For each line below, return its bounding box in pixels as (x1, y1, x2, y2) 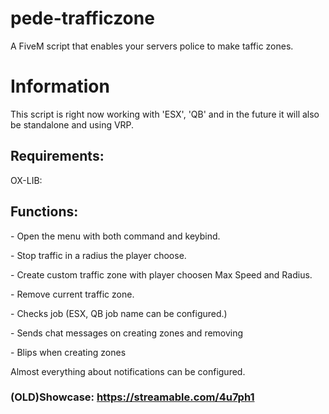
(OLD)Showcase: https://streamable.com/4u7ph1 (10, 390, 255, 404)
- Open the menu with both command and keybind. (10, 230, 221, 242)
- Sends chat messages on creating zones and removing (10, 327, 244, 339)
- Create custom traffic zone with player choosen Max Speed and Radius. (10, 268, 313, 281)
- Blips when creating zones (10, 346, 127, 358)
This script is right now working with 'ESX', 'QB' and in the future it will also (10, 108, 320, 120)
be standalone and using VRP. (10, 118, 135, 131)
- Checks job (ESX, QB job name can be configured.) (10, 307, 228, 319)
